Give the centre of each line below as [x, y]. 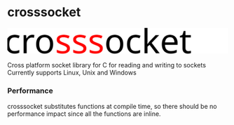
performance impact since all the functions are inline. [84, 114]
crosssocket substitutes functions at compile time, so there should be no [112, 106]
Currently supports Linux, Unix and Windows [72, 73]
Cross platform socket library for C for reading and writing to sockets [107, 65]
